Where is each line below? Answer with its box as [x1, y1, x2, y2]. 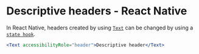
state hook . [6, 30, 35, 37]
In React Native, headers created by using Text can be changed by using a [6, 24, 194, 31]
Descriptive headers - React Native [6, 4, 187, 18]
